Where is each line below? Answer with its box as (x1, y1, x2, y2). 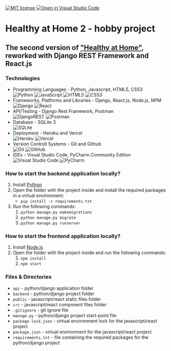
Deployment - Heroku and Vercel (12, 130, 83, 136)
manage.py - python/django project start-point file (12, 312, 117, 318)
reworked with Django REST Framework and (5, 51, 149, 60)
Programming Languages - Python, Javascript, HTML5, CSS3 (12, 86, 143, 92)
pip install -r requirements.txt (20, 199, 92, 204)
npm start (20, 262, 42, 267)
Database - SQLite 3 (12, 119, 56, 125)
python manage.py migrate (20, 216, 76, 221)
